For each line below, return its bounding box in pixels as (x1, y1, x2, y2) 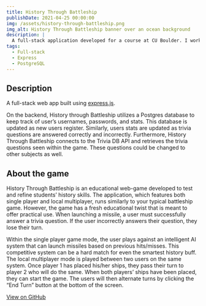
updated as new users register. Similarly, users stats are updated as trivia (6, 124, 191, 132)
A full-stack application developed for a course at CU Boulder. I (12, 37, 188, 44)
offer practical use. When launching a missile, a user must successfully (6, 211, 186, 218)
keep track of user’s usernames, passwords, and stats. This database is (6, 118, 188, 125)
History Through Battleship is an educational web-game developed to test (6, 185, 193, 192)
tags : (6, 44, 20, 50)
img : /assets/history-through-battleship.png (6, 20, 124, 26)
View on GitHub (6, 293, 46, 301)
